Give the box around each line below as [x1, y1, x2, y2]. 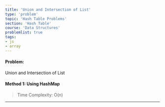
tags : [5, 35, 16, 40]
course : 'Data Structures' [5, 26, 60, 30]
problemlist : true [5, 30, 43, 35]
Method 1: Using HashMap [5, 81, 60, 87]
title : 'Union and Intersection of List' [5, 7, 91, 12]
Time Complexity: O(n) [17, 92, 63, 98]
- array [5, 44, 21, 49]
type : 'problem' [5, 12, 38, 17]
